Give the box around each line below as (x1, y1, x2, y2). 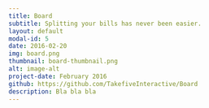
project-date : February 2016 (8, 72, 107, 80)
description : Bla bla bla (8, 87, 96, 96)
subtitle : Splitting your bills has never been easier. (8, 19, 202, 28)
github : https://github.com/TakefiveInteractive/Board (8, 80, 198, 88)
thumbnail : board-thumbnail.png (8, 58, 118, 66)
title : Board (8, 11, 53, 20)
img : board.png (8, 50, 60, 58)
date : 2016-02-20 (8, 42, 67, 50)
